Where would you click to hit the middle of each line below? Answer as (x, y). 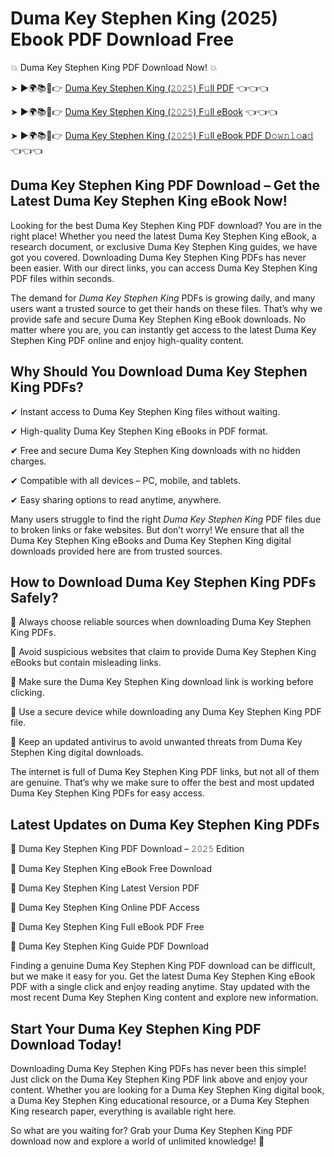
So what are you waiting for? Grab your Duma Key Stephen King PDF (152, 1130)
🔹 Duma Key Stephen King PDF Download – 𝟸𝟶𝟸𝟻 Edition (127, 849)
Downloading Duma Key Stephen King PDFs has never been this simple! (158, 1068)
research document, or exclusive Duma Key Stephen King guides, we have (164, 246)
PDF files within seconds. (62, 278)
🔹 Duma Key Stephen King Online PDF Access (105, 908)
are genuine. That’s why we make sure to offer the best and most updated (162, 783)
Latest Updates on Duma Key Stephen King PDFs (165, 824)
